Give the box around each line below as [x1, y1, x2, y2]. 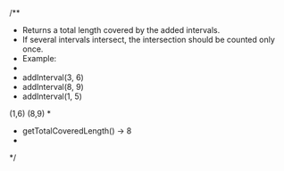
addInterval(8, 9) [21, 82, 85, 92]
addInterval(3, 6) [21, 72, 85, 83]
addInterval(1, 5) [21, 91, 83, 102]
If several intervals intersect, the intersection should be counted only [21, 35, 275, 45]
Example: [21, 53, 57, 63]
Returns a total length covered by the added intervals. [21, 25, 221, 35]
